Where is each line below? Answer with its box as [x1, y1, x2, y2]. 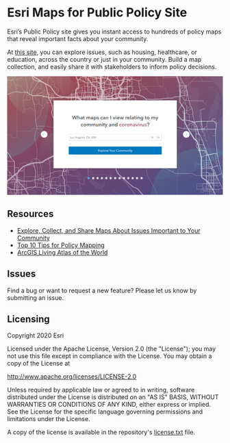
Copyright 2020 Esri [7, 331, 64, 340]
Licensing [7, 314, 50, 325]
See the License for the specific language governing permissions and [7, 407, 203, 416]
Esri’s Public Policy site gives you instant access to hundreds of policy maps [7, 27, 222, 36]
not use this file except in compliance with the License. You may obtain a [7, 352, 212, 360]
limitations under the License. [7, 415, 90, 423]
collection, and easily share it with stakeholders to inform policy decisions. [7, 62, 217, 71]
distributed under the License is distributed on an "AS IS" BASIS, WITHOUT [7, 393, 219, 401]
